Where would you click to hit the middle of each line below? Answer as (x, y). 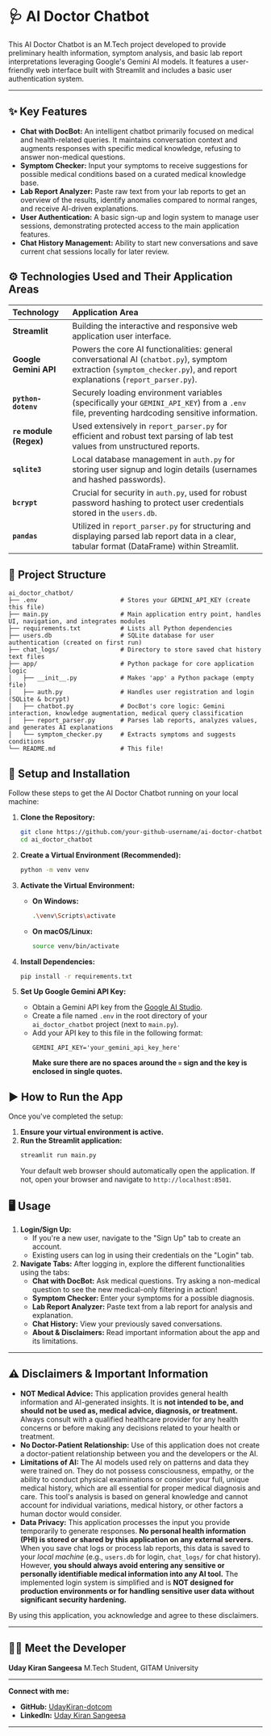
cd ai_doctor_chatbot (56, 840)
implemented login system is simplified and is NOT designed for (127, 1582)
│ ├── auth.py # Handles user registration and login (131, 693)
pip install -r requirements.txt (76, 976)
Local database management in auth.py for (154, 459)
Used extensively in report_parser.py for (150, 426)
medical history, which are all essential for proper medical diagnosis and (140, 1488)
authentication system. (46, 78)
